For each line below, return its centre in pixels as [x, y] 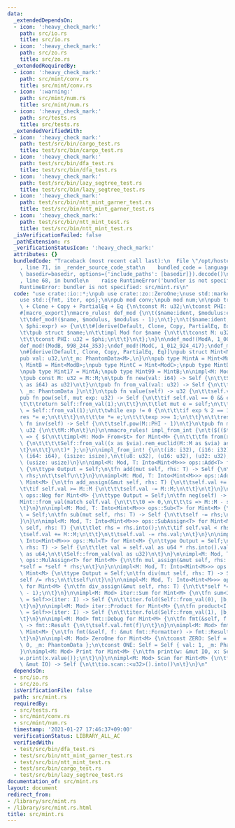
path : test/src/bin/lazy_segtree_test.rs [81, 183]
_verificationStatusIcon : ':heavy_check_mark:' [84, 248]
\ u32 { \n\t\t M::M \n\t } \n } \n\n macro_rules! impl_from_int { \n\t [115, 430]
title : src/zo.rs [45, 59]
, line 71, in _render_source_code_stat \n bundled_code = [111, 267]
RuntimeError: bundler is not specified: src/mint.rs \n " [105, 287]
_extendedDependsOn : [43, 20]
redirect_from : [29, 794]
